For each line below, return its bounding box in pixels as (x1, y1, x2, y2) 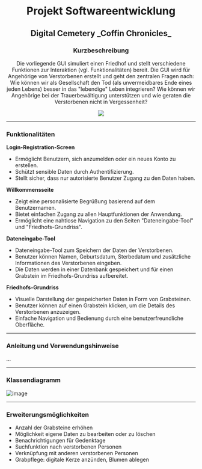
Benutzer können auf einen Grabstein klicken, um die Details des (14, 302, 176, 309)
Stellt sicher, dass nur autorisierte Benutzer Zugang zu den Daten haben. (14, 174, 195, 182)
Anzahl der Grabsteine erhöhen (14, 424, 93, 431)
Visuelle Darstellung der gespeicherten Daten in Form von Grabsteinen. (14, 296, 192, 303)
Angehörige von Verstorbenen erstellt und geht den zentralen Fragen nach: (8, 72, 194, 79)
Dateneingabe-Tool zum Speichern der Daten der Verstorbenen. (14, 247, 174, 254)
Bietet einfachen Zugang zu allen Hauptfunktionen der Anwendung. (14, 210, 182, 218)
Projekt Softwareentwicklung (26, 4, 176, 18)
